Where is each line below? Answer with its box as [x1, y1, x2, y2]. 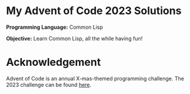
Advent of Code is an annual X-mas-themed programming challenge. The [6, 75, 184, 82]
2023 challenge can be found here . [6, 81, 92, 88]
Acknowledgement [6, 56, 101, 69]
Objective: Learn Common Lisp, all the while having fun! [6, 35, 143, 42]
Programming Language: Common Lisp [6, 23, 104, 31]
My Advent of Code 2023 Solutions [6, 4, 182, 18]
